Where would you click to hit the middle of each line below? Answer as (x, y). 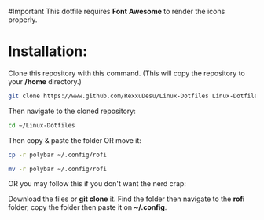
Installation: (48, 51)
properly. (23, 20)
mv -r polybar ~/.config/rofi (58, 169)
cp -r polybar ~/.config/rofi (58, 155)
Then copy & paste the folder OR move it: (75, 140)
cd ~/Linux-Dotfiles (42, 125)
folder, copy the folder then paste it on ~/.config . (88, 207)
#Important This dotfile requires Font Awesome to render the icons (117, 11)
